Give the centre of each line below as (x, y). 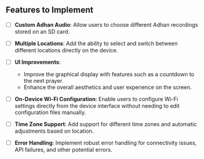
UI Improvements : (38, 62)
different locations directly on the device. (66, 50)
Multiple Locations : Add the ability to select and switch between (96, 43)
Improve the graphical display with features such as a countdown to (109, 74)
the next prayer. (43, 81)
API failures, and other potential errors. (63, 150)
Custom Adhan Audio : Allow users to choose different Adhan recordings (106, 24)
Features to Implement (49, 10)
